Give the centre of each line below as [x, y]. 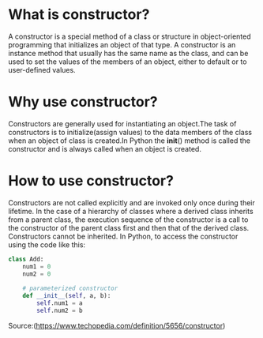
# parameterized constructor [70, 289]
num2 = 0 [37, 274]
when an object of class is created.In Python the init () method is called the [130, 141]
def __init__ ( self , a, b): [67, 296]
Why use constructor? [83, 102]
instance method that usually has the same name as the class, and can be [128, 53]
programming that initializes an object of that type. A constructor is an [122, 44]
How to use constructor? [91, 181]
